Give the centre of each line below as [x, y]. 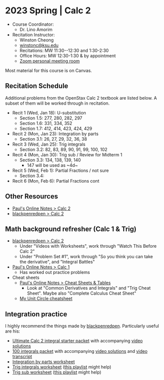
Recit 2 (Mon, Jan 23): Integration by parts [55, 134]
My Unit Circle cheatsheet [46, 299]
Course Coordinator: [33, 24]
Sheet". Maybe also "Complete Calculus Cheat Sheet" [82, 293]
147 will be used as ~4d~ [52, 165]
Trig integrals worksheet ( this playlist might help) [62, 367]
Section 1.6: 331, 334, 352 [46, 123]
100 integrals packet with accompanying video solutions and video [80, 351]
